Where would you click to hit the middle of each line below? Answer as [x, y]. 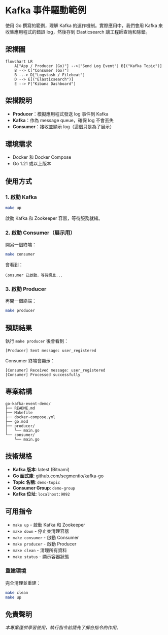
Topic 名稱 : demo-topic [36, 482]
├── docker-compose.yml [30, 417]
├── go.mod [17, 421]
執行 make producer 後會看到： [37, 341]
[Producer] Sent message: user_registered [51, 351]
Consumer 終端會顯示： [30, 361]
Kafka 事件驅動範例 [46, 10]
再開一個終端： [21, 301]
